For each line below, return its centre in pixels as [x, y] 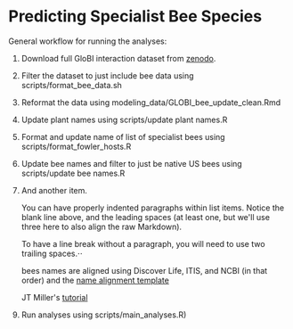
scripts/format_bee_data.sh [71, 85]
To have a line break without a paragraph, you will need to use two [143, 243]
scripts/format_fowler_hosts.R [76, 146]
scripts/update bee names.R [73, 173]
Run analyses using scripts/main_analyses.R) [104, 315]
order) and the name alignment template [95, 280]
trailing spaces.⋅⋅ [52, 253]
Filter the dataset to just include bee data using [107, 75]
